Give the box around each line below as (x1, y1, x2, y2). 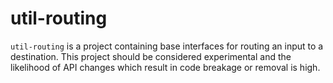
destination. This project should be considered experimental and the (10, 50, 292, 62)
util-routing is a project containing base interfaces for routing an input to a (10, 40, 324, 52)
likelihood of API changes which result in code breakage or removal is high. (10, 61, 321, 73)
